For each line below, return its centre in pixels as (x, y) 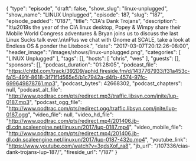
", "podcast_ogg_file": (56, 102)
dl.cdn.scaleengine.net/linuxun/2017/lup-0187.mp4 (68, 127)
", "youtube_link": (166, 140)
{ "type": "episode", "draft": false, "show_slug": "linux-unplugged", (87, 9)
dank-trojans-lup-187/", (35, 152)
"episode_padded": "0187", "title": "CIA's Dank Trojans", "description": (92, 21)
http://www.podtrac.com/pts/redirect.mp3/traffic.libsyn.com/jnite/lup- (94, 96)
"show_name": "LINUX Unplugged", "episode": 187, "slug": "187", (85, 15)
